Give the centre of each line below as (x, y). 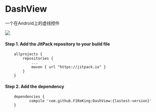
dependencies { (29, 97)
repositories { (38, 59)
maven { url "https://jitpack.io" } (68, 67)
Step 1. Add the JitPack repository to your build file (57, 44)
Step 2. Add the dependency (35, 86)
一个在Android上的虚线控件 (32, 23)
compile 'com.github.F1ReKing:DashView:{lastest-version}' (90, 101)
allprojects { (28, 54)
